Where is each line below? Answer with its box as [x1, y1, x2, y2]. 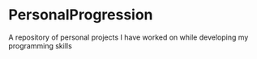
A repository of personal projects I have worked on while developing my [8, 32, 249, 42]
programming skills [8, 40, 73, 50]
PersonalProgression [8, 6, 153, 24]
